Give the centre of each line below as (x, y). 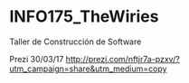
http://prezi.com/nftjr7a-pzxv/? (123, 59)
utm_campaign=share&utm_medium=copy (88, 69)
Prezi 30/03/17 (37, 59)
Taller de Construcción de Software (76, 41)
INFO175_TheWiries (84, 17)
